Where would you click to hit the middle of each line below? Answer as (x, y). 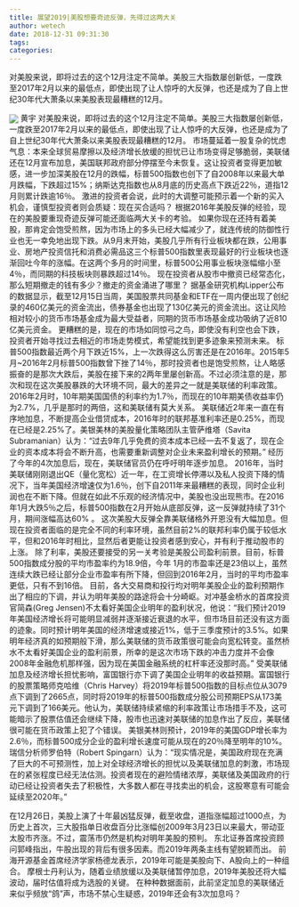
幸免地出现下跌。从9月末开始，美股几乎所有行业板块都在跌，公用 (159, 240)
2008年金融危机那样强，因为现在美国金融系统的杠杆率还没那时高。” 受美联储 (148, 663)
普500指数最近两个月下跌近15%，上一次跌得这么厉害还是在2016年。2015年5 (149, 352)
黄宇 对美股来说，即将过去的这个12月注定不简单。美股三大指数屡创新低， (154, 118)
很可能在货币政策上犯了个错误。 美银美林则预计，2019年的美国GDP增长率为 (148, 730)
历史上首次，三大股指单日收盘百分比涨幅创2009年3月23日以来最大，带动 (143, 827)
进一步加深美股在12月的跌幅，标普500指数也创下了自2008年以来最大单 (155, 174)
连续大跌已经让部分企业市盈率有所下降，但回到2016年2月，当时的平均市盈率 (149, 574)
